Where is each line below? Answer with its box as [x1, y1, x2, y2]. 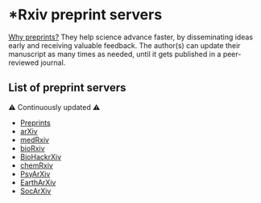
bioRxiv [19, 143, 46, 153]
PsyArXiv [19, 168, 51, 178]
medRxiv [19, 135, 50, 144]
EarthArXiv [19, 177, 56, 187]
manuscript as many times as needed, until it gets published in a [8, 49, 222, 59]
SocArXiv [19, 186, 52, 196]
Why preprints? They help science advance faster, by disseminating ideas [8, 32, 254, 42]
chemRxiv [19, 160, 54, 170]
